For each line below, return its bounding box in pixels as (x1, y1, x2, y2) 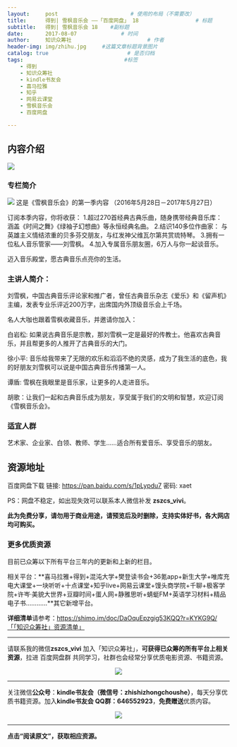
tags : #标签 (7, 57, 138, 64)
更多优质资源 (7, 540, 51, 550)
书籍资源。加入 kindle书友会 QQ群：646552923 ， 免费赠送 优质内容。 (13, 697, 215, 705)
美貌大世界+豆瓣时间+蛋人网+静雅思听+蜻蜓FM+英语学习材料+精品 (31, 589, 226, 598)
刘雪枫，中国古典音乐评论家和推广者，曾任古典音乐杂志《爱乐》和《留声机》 (7, 291, 230, 300)
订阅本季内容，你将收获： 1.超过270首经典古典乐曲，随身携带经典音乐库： (7, 213, 222, 221)
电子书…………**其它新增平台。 (7, 599, 97, 607)
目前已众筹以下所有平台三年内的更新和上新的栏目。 (7, 557, 156, 565)
